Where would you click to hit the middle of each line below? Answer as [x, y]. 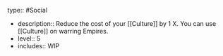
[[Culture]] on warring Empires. [63, 31]
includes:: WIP [38, 46]
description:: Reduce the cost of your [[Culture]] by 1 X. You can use [117, 23]
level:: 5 [29, 38]
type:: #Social [28, 10]
